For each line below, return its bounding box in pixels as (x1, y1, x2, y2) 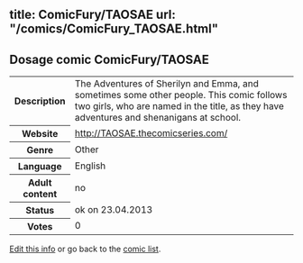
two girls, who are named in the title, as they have (75, 100, 284, 113)
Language (17, 159, 62, 172)
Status (25, 204, 55, 216)
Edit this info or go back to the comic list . (9, 243, 161, 254)
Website (22, 127, 59, 140)
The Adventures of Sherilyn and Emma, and (75, 77, 259, 90)
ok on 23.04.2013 (75, 203, 153, 215)
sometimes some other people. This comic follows (75, 89, 288, 102)
